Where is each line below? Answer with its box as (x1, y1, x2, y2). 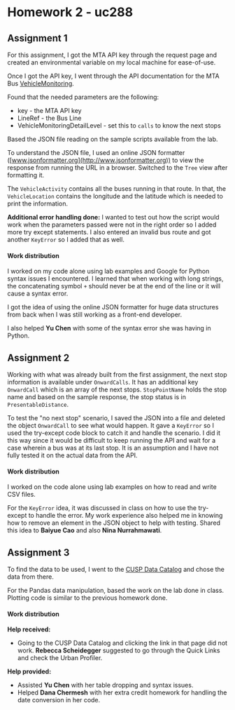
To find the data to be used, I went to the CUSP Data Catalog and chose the (7, 565, 225, 574)
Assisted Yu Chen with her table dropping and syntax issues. (17, 681, 194, 690)
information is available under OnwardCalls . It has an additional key (7, 378, 199, 387)
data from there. (7, 572, 54, 581)
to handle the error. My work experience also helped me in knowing (28, 511, 223, 520)
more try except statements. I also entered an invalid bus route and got (7, 228, 211, 236)
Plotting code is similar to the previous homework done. (7, 594, 168, 602)
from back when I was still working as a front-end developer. (7, 310, 183, 319)
